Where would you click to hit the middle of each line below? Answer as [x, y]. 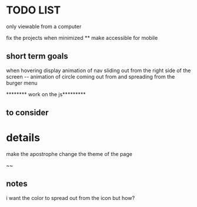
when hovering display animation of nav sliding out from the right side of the [98, 70]
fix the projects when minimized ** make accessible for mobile [82, 38]
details [23, 138]
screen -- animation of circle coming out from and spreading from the [91, 76]
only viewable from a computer [44, 26]
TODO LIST [34, 10]
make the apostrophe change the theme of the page [69, 154]
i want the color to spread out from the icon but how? [71, 198]
